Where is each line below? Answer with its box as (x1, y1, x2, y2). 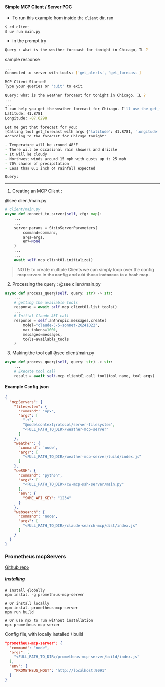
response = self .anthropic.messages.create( (14, 318, 107, 323)
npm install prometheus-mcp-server (5, 605, 78, 611)
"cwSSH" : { (14, 468, 36, 473)
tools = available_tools (23, 337, 69, 342)
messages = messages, (23, 332, 63, 337)
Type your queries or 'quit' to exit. (5, 84, 84, 89)
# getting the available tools (14, 300, 78, 305)
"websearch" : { (14, 509, 45, 515)
